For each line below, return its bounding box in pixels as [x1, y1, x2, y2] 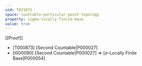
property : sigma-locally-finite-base [5, 16, 84, 21]
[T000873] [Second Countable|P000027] [12, 44, 98, 50]
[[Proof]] [5, 35, 23, 41]
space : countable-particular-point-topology [5, 12, 99, 17]
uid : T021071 [5, 7, 32, 12]
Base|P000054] [12, 55, 45, 61]
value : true [5, 21, 30, 26]
